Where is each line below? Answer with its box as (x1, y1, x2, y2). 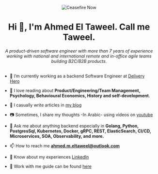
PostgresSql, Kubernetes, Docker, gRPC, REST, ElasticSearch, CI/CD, (9, 128, 151, 134)
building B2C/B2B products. (51, 58, 107, 64)
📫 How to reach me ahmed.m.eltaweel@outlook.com (9, 143, 120, 149)
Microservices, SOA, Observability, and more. (9, 133, 104, 139)
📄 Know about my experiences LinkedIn (9, 154, 89, 160)
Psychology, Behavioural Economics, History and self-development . (9, 93, 150, 99)
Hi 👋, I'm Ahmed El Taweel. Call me (8, 22, 150, 32)
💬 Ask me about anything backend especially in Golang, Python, (9, 123, 139, 129)
